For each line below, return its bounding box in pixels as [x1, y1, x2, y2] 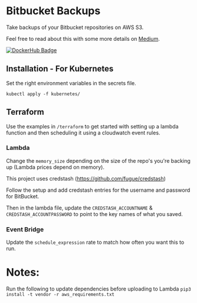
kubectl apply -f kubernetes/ [6, 91, 81, 97]
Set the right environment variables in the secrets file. [6, 79, 137, 86]
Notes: [6, 266, 40, 279]
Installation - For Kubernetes [6, 64, 114, 74]
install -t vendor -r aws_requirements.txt [6, 292, 115, 298]
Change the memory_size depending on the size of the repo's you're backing [6, 157, 191, 164]
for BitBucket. [6, 192, 40, 199]
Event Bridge [6, 225, 44, 233]
